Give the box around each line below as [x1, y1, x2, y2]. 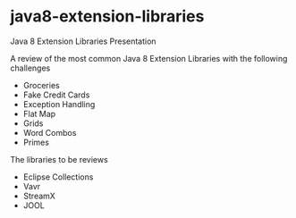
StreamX [22, 190, 56, 201]
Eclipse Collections [22, 172, 94, 182]
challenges [10, 63, 51, 73]
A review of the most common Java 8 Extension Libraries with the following [10, 53, 288, 63]
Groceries [22, 80, 61, 90]
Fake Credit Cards [22, 89, 90, 100]
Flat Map [22, 108, 56, 119]
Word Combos [22, 127, 77, 138]
